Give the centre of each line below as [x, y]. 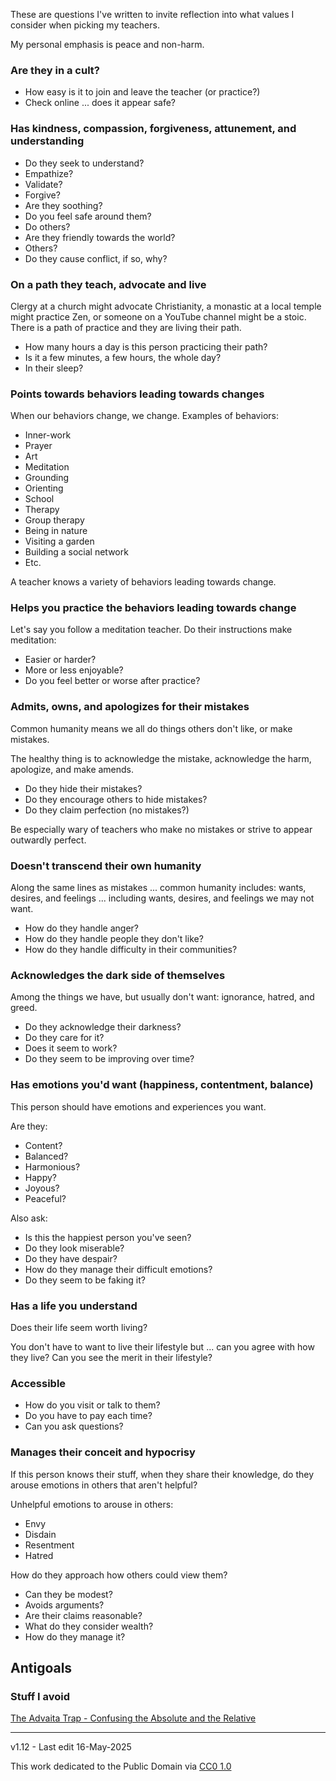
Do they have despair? [71, 1258]
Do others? [47, 226]
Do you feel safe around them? [88, 216]
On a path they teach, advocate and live [108, 284]
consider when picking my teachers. [85, 25]
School [39, 499]
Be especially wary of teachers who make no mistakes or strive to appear [161, 829]
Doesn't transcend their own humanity [106, 866]
